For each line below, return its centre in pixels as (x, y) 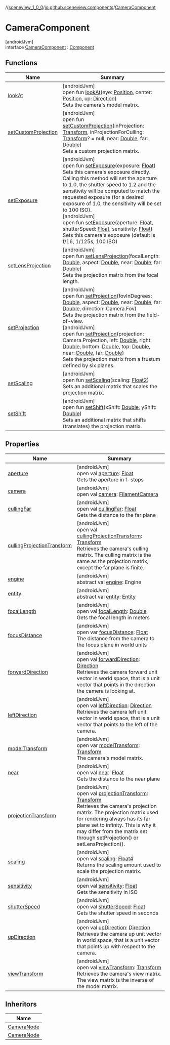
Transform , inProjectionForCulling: (103, 132)
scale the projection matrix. (109, 871)
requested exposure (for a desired (103, 197)
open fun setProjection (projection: (103, 333)
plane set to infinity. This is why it (116, 825)
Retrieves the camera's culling (113, 549)
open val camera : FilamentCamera (117, 494)
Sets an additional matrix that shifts (104, 420)
